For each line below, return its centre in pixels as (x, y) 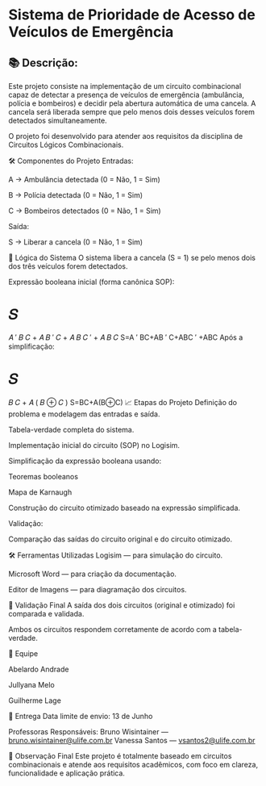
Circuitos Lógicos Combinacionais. (66, 144)
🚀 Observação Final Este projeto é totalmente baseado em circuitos (120, 755)
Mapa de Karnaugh (40, 492)
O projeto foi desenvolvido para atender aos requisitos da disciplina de (126, 136)
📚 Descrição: (43, 63)
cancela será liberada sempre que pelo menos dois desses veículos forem (132, 112)
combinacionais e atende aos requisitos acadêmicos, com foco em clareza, (133, 764)
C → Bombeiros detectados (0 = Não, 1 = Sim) (85, 211)
